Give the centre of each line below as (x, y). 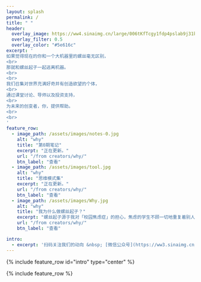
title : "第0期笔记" (39, 145)
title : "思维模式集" (40, 179)
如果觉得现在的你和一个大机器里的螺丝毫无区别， (57, 56)
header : (16, 28)
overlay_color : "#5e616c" (44, 45)
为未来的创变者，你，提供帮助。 (40, 106)
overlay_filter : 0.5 (37, 39)
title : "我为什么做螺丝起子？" (51, 212)
